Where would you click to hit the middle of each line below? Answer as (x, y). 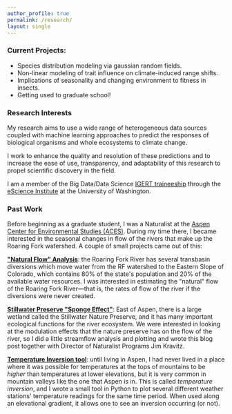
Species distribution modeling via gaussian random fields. (99, 66)
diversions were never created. (51, 296)
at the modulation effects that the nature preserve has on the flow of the (110, 331)
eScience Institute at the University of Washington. (79, 191)
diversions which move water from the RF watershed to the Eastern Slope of (116, 267)
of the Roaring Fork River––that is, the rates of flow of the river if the (104, 289)
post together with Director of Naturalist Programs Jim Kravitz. (96, 346)
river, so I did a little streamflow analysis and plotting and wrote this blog (110, 339)
